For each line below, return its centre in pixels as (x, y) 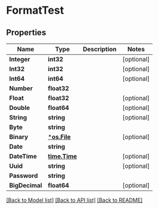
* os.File (60, 137)
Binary (19, 137)
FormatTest (35, 10)
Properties (26, 33)
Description (100, 49)
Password (24, 176)
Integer (20, 59)
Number (21, 88)
